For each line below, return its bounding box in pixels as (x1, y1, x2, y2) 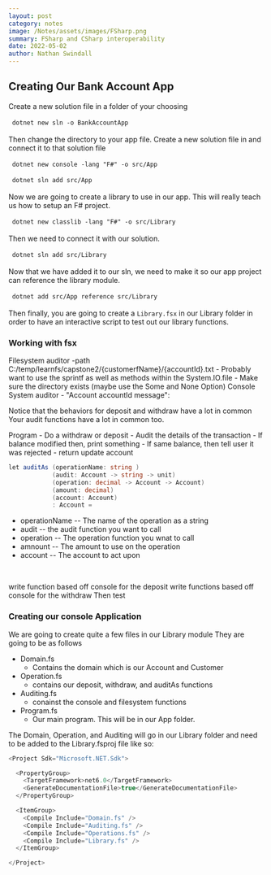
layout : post (8, 11, 53, 20)
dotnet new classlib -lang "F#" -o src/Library (11, 217, 176, 226)
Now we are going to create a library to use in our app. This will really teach (8, 192, 261, 202)
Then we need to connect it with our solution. (8, 233, 161, 243)
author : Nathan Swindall (8, 50, 92, 58)
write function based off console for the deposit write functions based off (8, 582, 254, 592)
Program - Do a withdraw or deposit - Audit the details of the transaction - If (8, 430, 264, 440)
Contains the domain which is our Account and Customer (32, 662, 224, 672)
